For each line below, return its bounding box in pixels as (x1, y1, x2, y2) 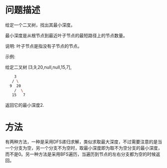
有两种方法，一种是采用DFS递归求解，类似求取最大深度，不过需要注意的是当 (5, 139, 163, 145)
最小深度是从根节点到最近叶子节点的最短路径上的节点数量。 (5, 32, 128, 38)
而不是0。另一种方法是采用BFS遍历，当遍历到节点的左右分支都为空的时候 (5, 151, 156, 157)
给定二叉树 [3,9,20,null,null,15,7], (5, 64, 72, 70)
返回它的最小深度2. (5, 102, 44, 108)
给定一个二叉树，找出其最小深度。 (5, 22, 75, 28)
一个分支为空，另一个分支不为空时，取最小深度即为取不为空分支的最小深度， (5, 145, 163, 151)
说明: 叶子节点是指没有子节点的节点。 (5, 43, 82, 49)
